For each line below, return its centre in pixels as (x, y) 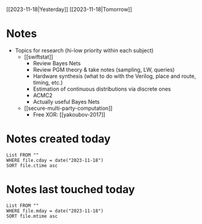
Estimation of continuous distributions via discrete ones (102, 89)
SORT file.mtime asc (32, 216)
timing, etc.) (48, 82)
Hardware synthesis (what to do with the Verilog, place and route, (115, 76)
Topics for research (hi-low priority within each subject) (84, 50)
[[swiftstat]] (38, 57)
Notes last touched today (71, 190)
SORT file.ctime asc (32, 165)
